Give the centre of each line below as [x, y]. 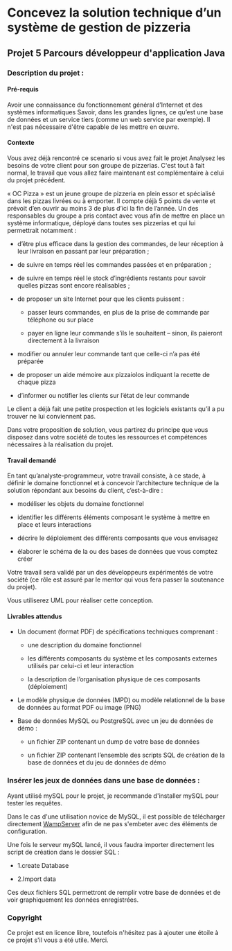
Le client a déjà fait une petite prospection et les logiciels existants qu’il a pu [116, 409]
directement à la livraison [63, 340]
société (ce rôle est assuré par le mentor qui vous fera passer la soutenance [116, 579]
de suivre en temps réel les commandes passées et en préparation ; [114, 264]
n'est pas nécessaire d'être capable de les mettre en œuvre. [93, 127]
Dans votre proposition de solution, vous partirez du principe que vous [108, 429]
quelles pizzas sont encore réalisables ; [73, 285]
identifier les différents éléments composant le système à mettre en [113, 517]
